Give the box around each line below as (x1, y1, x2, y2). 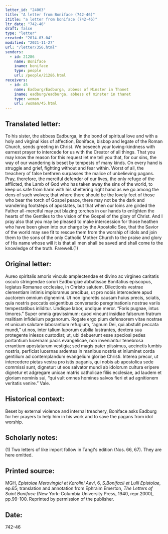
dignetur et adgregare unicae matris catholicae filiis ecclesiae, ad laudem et (5, 369, 162, 375)
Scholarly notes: (5, 433, 58, 442)
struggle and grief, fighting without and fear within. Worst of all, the (5, 165, 144, 171)
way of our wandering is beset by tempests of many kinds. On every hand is (5, 160, 162, 166)
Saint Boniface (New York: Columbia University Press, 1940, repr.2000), (5, 491, 154, 497)
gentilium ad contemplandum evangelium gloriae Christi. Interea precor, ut (5, 353, 159, 359)
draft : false (5, 26, 33, 31)
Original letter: (5, 260, 52, 268)
